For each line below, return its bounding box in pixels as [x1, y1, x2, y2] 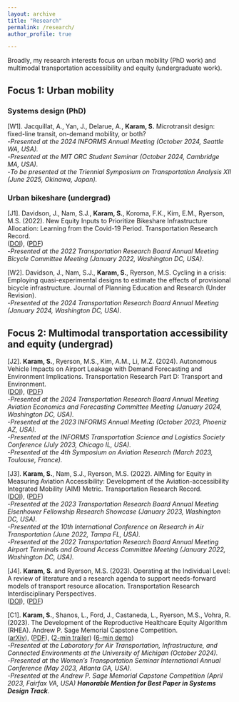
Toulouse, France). [7, 456, 63, 464]
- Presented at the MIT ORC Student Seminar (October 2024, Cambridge [7, 152, 220, 161]
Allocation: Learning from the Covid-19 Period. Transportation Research [7, 224, 218, 233]
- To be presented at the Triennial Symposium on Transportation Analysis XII [7, 167, 232, 175]
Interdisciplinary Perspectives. [7, 589, 96, 598]
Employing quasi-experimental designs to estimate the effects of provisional [7, 276, 231, 285]
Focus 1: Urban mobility [7, 84, 114, 96]
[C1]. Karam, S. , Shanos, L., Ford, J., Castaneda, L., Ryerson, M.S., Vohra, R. [7, 611, 231, 619]
